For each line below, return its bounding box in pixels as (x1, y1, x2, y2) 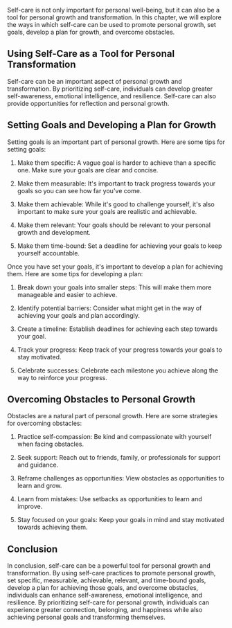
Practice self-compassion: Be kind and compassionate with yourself (17, 433, 212, 441)
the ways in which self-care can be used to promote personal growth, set (7, 21, 217, 28)
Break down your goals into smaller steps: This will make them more (17, 283, 212, 291)
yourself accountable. (17, 249, 80, 257)
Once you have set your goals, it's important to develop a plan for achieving (7, 262, 224, 271)
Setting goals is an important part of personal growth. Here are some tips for (7, 138, 225, 146)
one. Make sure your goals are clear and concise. (17, 165, 159, 174)
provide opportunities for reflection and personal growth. (7, 99, 170, 107)
